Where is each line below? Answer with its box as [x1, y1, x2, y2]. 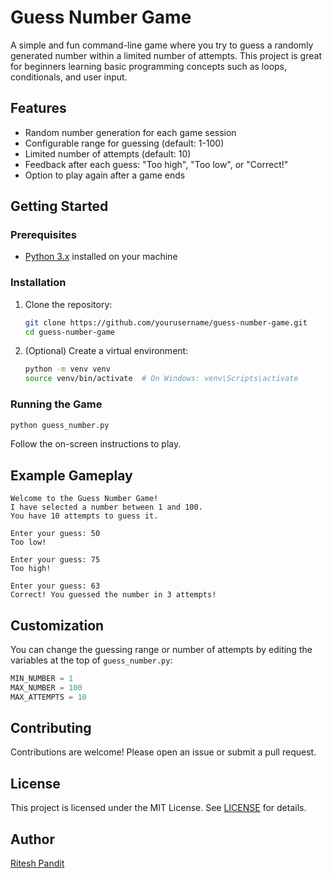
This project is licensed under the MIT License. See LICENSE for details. [10, 802, 307, 814]
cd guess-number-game [24, 327, 115, 337]
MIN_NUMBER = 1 [10, 674, 74, 684]
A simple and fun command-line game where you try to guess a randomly [10, 39, 314, 51]
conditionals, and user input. [10, 71, 128, 83]
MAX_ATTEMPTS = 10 [10, 692, 87, 702]
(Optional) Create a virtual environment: [24, 345, 189, 357]
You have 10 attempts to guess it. [10, 511, 159, 521]
